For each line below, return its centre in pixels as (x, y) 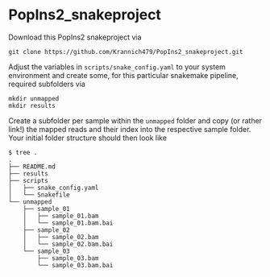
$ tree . (23, 152)
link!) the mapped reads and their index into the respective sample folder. (130, 129)
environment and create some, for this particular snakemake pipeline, (124, 75)
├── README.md (32, 167)
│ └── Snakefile (39, 195)
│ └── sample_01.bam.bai (68, 223)
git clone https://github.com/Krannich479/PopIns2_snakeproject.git (126, 52)
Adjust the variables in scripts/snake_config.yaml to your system (117, 67)
